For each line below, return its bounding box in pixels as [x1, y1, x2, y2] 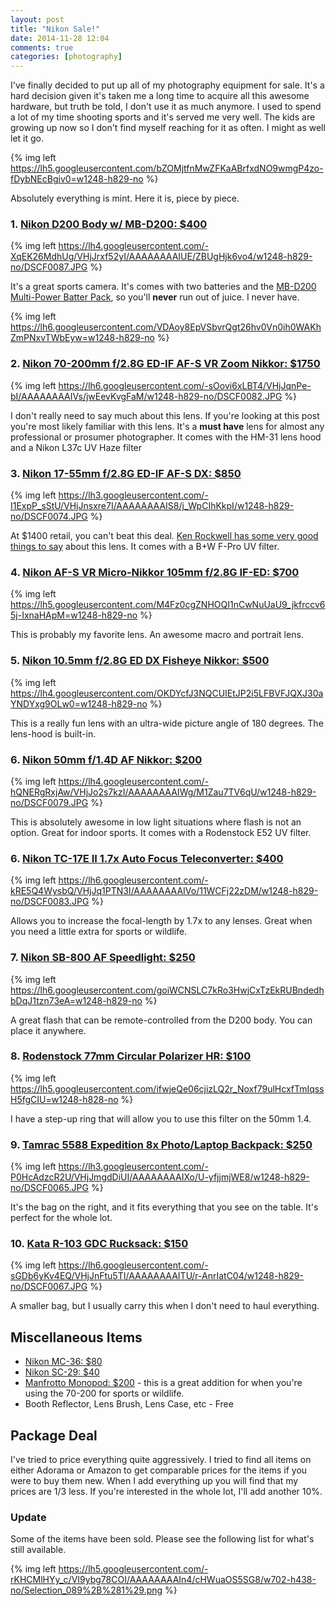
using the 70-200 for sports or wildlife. [24, 1387, 185, 1400]
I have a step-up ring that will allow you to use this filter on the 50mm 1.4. [10, 1112, 312, 1125]
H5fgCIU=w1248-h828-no [10, 1093, 119, 1105]
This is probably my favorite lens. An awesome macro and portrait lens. [10, 629, 304, 641]
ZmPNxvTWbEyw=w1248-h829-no [10, 332, 155, 344]
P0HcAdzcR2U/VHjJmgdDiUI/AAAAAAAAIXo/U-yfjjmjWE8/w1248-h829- [10, 1171, 310, 1183]
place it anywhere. [10, 1024, 87, 1036]
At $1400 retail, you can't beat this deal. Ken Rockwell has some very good [10, 530, 319, 542]
